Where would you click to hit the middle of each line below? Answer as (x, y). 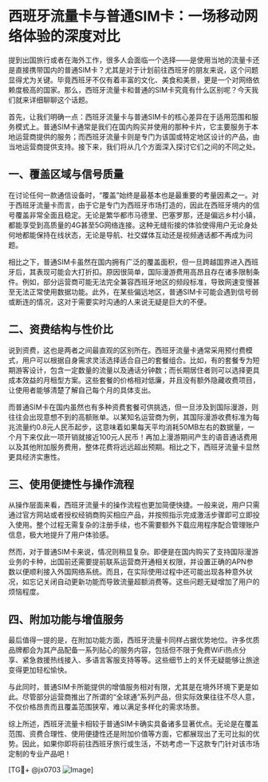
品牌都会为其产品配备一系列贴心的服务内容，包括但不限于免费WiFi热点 (124, 650)
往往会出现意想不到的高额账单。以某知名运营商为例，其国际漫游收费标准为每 (134, 417)
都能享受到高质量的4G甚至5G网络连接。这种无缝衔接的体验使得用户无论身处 (133, 225)
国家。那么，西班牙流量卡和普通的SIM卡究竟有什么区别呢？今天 (147, 89)
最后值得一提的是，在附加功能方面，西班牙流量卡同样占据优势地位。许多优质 (134, 640)
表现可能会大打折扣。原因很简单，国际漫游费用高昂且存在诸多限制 (144, 271)
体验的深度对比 (72, 36)
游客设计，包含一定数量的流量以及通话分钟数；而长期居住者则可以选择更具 (137, 370)
